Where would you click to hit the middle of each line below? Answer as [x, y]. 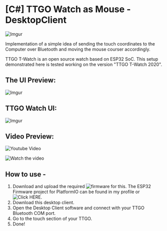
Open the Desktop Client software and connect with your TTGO [78, 208]
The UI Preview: [31, 80]
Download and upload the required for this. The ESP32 [82, 187]
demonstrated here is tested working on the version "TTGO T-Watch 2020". [84, 64]
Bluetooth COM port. [34, 213]
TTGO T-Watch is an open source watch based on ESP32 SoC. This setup [82, 59]
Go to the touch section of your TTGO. [52, 219]
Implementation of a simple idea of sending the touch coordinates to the [80, 43]
